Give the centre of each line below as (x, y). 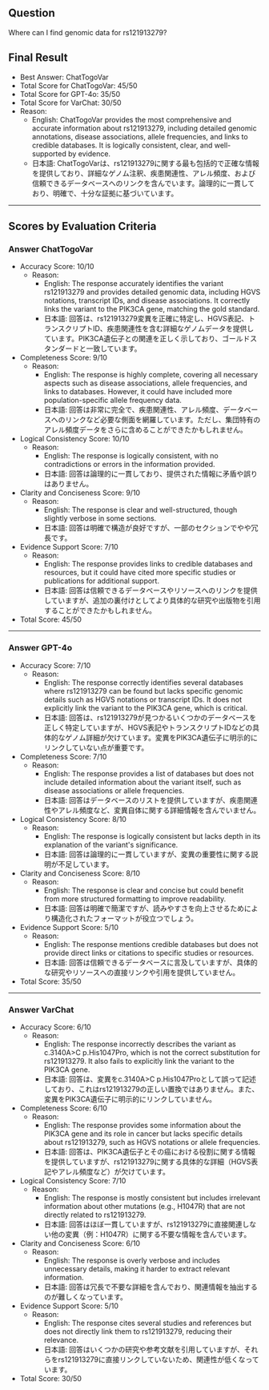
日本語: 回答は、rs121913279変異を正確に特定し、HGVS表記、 (146, 319)
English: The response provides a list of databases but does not (149, 773)
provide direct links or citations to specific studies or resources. (149, 953)
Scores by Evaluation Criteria (82, 226)
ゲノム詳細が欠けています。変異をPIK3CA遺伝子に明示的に (161, 737)
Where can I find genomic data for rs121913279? (88, 32)
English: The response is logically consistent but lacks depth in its (152, 836)
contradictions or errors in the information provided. (129, 465)
